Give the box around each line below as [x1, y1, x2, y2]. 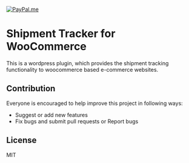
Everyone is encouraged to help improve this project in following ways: [6, 100, 183, 107]
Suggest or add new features [15, 111, 88, 118]
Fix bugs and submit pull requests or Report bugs [15, 118, 139, 125]
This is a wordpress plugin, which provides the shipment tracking [6, 59, 169, 66]
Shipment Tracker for [6, 27, 116, 40]
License [6, 135, 37, 145]
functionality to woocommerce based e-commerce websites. [6, 66, 159, 73]
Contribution [6, 83, 56, 94]
